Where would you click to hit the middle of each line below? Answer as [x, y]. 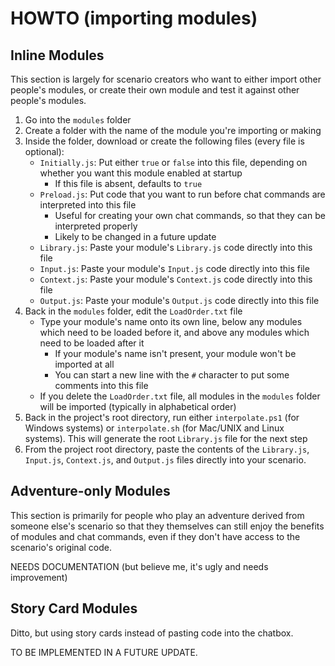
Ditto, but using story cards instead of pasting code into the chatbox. [152, 633]
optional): [44, 151]
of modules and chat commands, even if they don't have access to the [155, 536]
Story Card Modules [74, 608]
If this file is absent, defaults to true [128, 183]
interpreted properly [96, 226]
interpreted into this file [88, 205]
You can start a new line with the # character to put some [172, 375]
